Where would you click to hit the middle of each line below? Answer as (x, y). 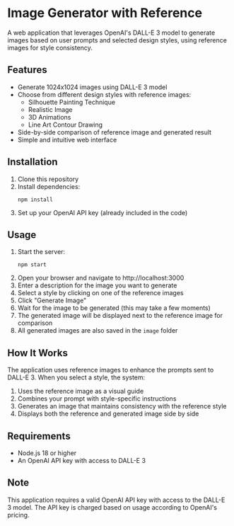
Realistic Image (50, 109)
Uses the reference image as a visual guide (81, 391)
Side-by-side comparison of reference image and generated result (115, 132)
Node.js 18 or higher (47, 453)
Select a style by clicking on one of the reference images (100, 293)
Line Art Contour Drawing (65, 125)
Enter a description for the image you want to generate (97, 285)
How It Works (38, 353)
